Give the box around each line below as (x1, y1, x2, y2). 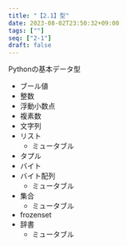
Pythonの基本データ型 (8, 65, 81, 74)
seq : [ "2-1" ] (8, 34, 52, 42)
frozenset (19, 210, 52, 220)
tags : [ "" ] (8, 26, 45, 34)
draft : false (8, 42, 52, 50)
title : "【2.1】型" (8, 11, 69, 20)
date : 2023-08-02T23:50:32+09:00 (8, 19, 120, 27)
